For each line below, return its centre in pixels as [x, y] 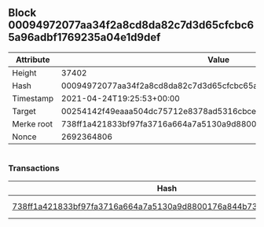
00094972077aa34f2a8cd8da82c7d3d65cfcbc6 [131, 26]
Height [24, 72]
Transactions [34, 168]
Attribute [33, 60]
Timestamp [33, 98]
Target [24, 111]
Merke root [33, 123]
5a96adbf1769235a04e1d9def [84, 37]
